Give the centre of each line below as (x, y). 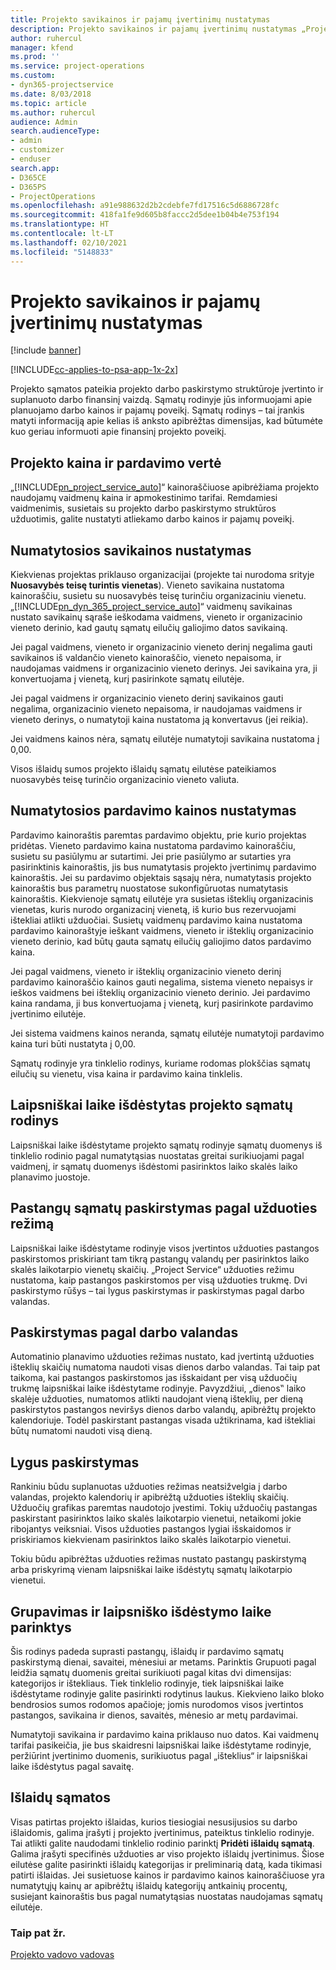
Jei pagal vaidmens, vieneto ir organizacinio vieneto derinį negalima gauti (161, 647)
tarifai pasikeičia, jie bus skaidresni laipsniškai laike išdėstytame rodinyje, (161, 1745)
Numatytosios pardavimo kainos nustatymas (153, 811)
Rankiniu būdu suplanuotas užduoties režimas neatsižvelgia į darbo (149, 1487)
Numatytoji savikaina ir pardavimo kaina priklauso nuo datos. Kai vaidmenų (165, 1734)
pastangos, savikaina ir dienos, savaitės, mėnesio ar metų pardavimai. (154, 1715)
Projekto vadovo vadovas (62, 1955)
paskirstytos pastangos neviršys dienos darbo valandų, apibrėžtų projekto (163, 1410)
